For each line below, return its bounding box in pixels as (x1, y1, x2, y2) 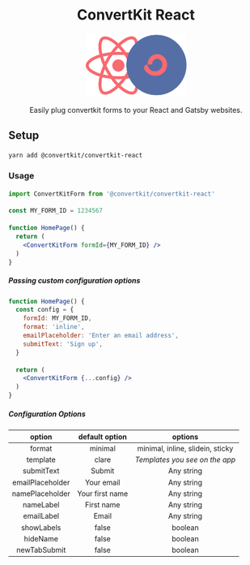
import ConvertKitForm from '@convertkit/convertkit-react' (8, 189, 216, 198)
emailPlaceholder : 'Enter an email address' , (23, 331, 180, 340)
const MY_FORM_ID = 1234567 (8, 207, 104, 215)
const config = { (15, 306, 74, 314)
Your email (84, 477, 121, 487)
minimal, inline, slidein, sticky (137, 443, 234, 453)
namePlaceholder (11, 489, 70, 498)
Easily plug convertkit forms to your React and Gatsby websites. (29, 105, 243, 114)
